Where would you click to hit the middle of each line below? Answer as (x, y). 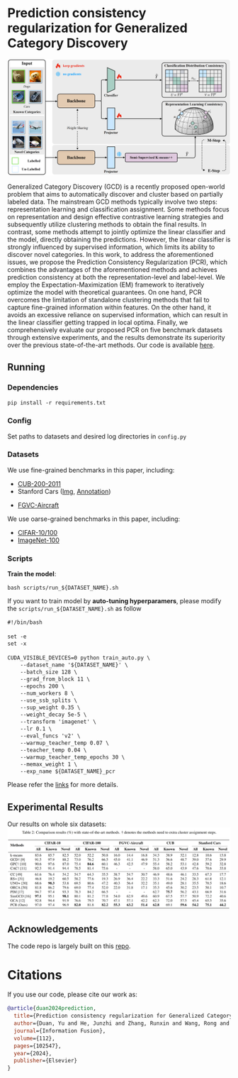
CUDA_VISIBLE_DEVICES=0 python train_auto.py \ (79, 658)
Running (27, 367)
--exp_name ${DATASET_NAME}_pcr (68, 771)
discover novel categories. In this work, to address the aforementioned (110, 254)
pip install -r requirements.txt (57, 403)
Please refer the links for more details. (63, 785)
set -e (17, 637)
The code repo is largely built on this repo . (69, 946)
